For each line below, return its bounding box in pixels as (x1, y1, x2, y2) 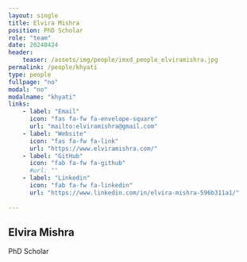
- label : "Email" (22, 108, 80, 116)
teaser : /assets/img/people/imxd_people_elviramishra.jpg (22, 56, 218, 64)
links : (8, 100, 30, 108)
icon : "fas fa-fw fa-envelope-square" (29, 115, 158, 123)
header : (8, 48, 34, 56)
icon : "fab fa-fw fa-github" (29, 160, 126, 168)
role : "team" (8, 33, 52, 42)
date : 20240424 (8, 41, 59, 49)
